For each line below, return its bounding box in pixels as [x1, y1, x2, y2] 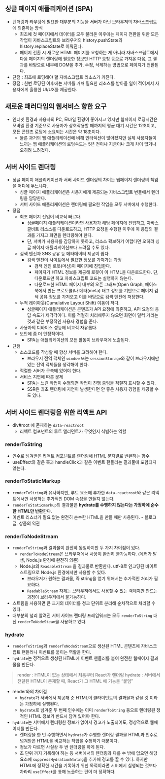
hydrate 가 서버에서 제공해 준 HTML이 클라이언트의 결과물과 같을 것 [19, 695, 149, 701]
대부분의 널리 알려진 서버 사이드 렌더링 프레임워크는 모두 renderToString [12, 612, 153, 618]
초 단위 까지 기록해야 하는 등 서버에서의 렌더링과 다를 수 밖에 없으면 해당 [19, 750, 158, 756]
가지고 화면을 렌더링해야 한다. [36, 232, 93, 238]
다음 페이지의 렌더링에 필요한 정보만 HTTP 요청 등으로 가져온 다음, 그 [19, 56, 152, 62]
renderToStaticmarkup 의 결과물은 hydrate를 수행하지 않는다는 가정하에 [12, 502, 150, 508]
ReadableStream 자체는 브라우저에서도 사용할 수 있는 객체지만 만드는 [27, 588, 158, 594]
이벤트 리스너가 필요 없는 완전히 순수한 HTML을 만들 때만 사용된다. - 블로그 [12, 514, 157, 520]
